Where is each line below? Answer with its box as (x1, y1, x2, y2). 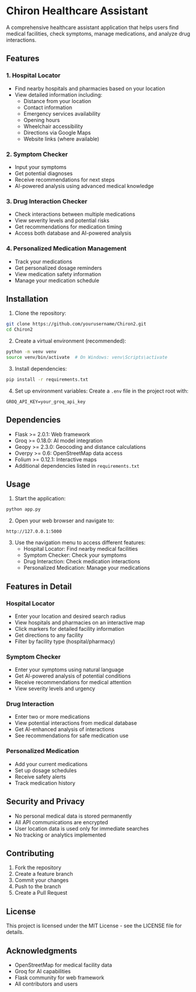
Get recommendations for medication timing (14, 224, 122, 231)
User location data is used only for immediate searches (14, 825, 149, 832)
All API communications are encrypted (14, 818, 108, 825)
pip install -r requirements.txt (6, 377, 89, 382)
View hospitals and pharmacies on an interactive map (14, 618, 145, 626)
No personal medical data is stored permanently (14, 812, 132, 819)
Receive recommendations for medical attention (14, 679, 132, 686)
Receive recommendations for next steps (14, 176, 115, 183)
